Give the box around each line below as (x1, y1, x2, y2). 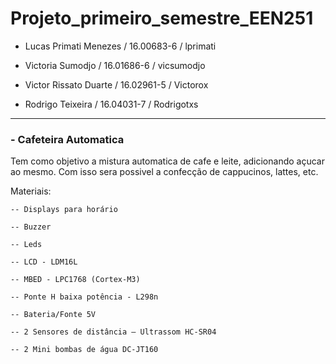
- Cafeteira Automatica (10, 132, 125, 146)
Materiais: (10, 185, 52, 197)
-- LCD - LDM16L (10, 257, 78, 267)
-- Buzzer (10, 222, 52, 232)
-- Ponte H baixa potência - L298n (10, 292, 159, 302)
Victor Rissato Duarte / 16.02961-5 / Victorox (24, 78, 209, 91)
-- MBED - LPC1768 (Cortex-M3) (10, 275, 141, 285)
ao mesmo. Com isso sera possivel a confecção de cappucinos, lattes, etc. (10, 166, 319, 178)
